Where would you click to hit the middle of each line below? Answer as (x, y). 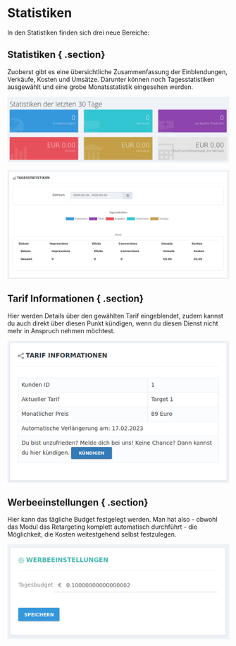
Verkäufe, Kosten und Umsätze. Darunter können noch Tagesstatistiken (111, 79)
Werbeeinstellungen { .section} (78, 502)
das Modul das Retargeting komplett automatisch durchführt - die (103, 527)
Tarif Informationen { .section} (76, 299)
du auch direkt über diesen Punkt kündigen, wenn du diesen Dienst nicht (113, 323)
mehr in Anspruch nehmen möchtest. (61, 330)
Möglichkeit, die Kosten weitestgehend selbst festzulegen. (92, 534)
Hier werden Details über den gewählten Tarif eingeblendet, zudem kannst (116, 316)
